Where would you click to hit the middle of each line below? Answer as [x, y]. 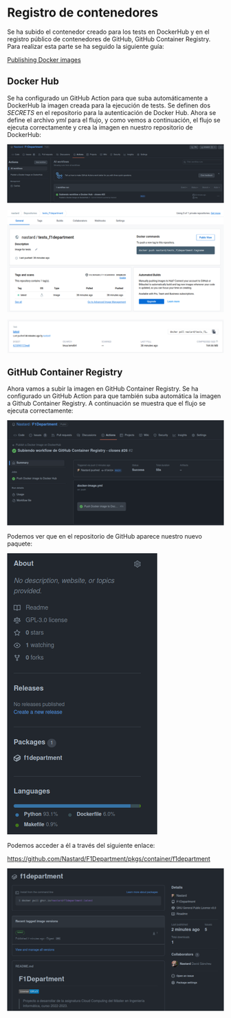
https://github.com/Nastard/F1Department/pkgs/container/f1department [109, 858]
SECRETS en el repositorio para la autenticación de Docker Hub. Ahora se [112, 112]
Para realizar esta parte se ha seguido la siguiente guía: [86, 46]
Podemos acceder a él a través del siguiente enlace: [81, 845]
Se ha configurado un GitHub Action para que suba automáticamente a [108, 98]
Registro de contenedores [83, 13]
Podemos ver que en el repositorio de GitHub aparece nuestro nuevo [105, 536]
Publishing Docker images [44, 59]
